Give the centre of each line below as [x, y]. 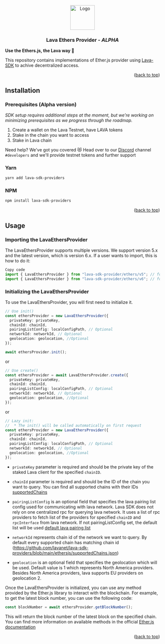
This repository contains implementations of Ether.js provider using [73, 60]
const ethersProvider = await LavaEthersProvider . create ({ [67, 375]
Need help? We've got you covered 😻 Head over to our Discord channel [78, 149]
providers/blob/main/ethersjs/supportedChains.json [65, 553]
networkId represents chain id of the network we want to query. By [80, 537]
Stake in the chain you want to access [51, 135]
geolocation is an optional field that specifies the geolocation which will [84, 562]
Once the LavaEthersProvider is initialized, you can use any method [73, 587]
